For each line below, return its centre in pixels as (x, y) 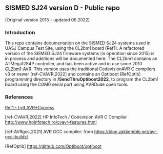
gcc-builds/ (17, 137)
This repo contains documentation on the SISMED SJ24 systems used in (78, 43)
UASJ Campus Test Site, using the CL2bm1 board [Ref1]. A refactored (75, 48)
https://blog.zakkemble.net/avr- (126, 132)
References (19, 97)
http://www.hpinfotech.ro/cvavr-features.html (51, 122)
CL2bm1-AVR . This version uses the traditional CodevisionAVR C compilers (80, 69)
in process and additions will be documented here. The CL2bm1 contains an (81, 58)
